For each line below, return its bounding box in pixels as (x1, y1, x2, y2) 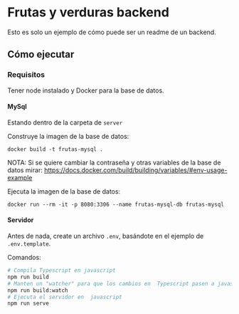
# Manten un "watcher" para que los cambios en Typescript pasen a (7, 280, 215, 287)
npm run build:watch (7, 286, 69, 294)
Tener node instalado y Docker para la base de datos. (7, 86, 165, 95)
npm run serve (7, 300, 50, 307)
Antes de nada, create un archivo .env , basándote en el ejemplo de (7, 232, 204, 241)
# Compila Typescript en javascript (7, 267, 116, 274)
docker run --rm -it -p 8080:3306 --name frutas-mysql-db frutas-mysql (7, 201, 224, 208)
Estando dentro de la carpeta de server (7, 118, 123, 127)
